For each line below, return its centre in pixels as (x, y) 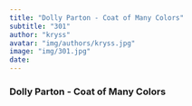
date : (19, 60)
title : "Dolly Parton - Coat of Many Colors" (96, 18)
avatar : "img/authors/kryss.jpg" (72, 43)
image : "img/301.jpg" (50, 52)
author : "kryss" (40, 34)
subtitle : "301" (40, 26)
